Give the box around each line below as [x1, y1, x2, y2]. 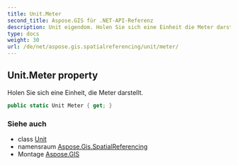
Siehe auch [7, 118, 47, 128]
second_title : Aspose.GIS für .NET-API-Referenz [7, 17, 154, 24]
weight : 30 [7, 37, 40, 44]
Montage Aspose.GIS [17, 149, 80, 158]
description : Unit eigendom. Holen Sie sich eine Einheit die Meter [7, 23, 214, 30]
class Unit [17, 135, 47, 143]
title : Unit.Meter [7, 10, 62, 18]
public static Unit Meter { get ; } [7, 102, 113, 109]
